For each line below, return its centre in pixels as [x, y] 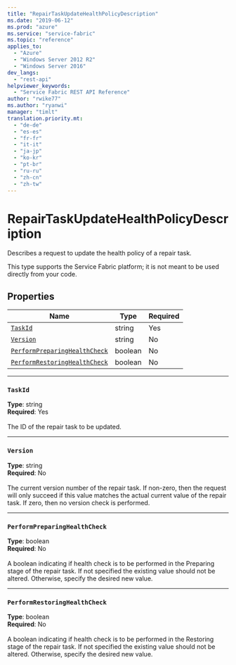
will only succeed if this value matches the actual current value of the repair [117, 495]
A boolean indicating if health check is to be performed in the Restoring [111, 639]
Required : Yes [28, 412]
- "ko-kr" [28, 158]
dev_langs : [23, 72]
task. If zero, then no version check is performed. [79, 502]
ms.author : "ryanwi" [38, 106]
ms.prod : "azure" [33, 27]
